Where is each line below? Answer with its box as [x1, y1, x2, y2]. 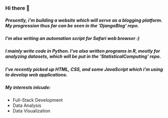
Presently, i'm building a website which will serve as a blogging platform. [5, 17, 163, 23]
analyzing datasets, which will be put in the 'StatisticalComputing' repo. [5, 53, 161, 60]
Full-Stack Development [12, 97, 63, 103]
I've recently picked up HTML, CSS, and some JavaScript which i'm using [5, 66, 163, 72]
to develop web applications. [5, 71, 68, 77]
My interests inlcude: [5, 85, 51, 91]
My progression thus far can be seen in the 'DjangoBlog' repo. [5, 22, 139, 28]
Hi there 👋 [5, 5, 30, 12]
